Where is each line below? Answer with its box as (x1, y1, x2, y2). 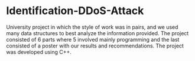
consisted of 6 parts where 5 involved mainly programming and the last (6, 36, 180, 43)
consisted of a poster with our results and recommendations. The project (6, 42, 184, 49)
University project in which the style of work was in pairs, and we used (6, 23, 178, 30)
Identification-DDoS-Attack (6, 4, 144, 18)
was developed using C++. (6, 48, 72, 55)
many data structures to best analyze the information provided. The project (6, 29, 189, 36)
